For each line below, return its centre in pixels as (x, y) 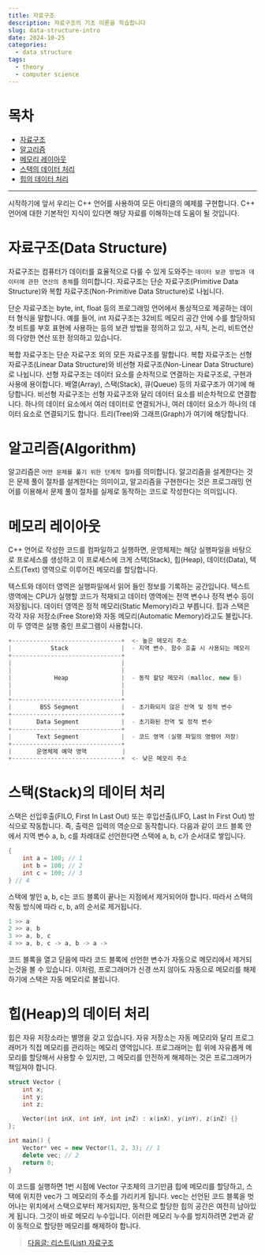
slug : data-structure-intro (54, 30)
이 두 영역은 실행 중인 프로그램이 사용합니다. (76, 626)
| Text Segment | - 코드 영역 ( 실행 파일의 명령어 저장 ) (124, 736)
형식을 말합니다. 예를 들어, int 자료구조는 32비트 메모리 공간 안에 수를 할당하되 (136, 318)
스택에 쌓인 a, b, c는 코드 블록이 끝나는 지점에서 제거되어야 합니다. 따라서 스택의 (131, 896)
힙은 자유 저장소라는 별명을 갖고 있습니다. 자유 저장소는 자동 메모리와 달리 (121, 1038)
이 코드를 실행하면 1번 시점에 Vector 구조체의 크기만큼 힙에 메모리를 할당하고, (126, 1186)
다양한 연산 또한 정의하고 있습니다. (69, 338)
